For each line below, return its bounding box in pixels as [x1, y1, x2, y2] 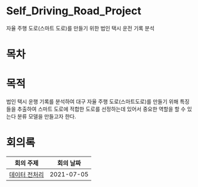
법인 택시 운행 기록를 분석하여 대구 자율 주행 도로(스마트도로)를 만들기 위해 [6, 98, 179, 105]
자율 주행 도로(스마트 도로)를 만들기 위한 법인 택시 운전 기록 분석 [6, 24, 155, 32]
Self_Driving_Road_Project [6, 4, 141, 18]
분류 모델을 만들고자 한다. [17, 113, 76, 120]
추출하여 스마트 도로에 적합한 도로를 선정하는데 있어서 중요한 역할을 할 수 [17, 105, 186, 113]
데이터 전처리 [9, 171, 44, 179]
